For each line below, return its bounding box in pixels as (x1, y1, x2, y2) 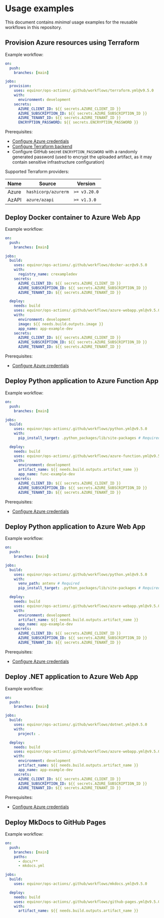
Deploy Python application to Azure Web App (5, 522, 145, 531)
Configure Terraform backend (12, 144, 72, 149)
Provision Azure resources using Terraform (5, 39, 140, 47)
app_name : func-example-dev (18, 472, 76, 477)
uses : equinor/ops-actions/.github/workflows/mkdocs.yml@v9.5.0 (14, 881, 147, 887)
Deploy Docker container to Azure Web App (5, 213, 141, 221)
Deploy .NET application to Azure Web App (5, 673, 138, 681)
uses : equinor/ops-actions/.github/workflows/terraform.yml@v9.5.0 (14, 88, 154, 93)
